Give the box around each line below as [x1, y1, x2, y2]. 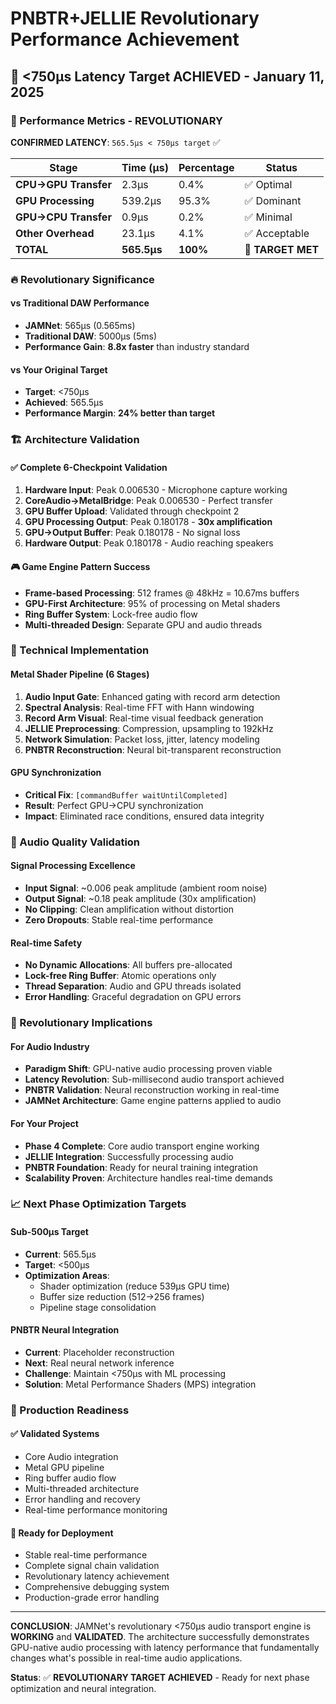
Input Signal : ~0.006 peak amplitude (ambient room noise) [24, 882, 268, 894]
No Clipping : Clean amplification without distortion [24, 903, 235, 915]
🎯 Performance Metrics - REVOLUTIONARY [10, 113, 224, 127]
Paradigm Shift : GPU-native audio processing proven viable [24, 1063, 273, 1075]
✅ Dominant [244, 193, 302, 207]
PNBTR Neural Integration [10, 1324, 120, 1336]
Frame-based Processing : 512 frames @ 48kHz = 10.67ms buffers [24, 587, 300, 599]
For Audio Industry [10, 1040, 90, 1052]
